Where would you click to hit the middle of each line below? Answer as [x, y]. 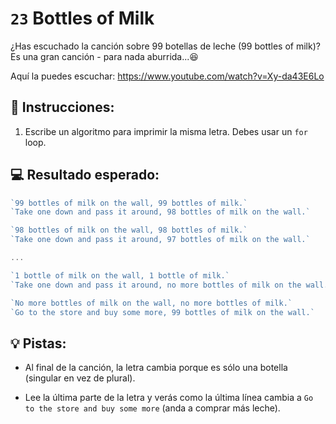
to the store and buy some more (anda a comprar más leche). [152, 408]
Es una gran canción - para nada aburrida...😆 [104, 56]
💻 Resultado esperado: [85, 175]
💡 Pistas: [38, 343]
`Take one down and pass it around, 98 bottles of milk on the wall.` [160, 212]
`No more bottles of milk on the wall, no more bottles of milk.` [151, 303]
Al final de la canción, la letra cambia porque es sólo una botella [156, 368]
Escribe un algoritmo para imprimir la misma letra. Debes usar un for [166, 131]
